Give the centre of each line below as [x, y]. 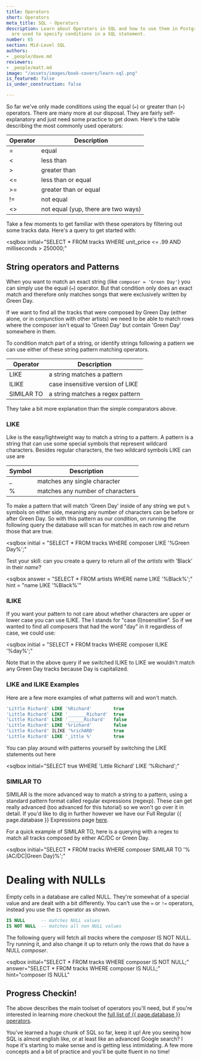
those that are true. [30, 531]
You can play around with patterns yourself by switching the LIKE [86, 748]
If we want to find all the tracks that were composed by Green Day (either [97, 312]
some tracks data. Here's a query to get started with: [71, 230]
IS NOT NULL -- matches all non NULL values [64, 926]
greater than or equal [71, 190]
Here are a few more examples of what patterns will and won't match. [92, 698]
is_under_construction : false [44, 85]
